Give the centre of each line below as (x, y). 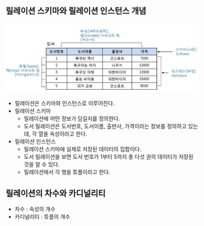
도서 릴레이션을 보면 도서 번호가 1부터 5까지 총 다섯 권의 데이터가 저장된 (108, 157)
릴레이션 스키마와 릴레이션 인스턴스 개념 (76, 11)
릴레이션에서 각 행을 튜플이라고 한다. (67, 172)
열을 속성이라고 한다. (63, 134)
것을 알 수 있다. (42, 164)
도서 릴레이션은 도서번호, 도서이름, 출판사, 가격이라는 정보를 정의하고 (105, 126)
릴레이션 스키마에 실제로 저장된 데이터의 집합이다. (82, 149)
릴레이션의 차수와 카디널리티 (56, 193)
